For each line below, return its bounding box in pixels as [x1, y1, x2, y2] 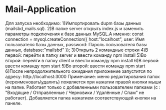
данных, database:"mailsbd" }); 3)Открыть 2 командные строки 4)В [5, 47, 148, 53]
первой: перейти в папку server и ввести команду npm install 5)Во [5, 52, 146, 58]
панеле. [5, 100, 22, 106]
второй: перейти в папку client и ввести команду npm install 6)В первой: [5, 57, 160, 63]
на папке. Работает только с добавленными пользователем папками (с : [5, 84, 160, 90]
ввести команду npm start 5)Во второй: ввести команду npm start [5, 63, 145, 69]
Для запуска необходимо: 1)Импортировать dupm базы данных [5, 20, 141, 26]
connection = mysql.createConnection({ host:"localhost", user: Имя [5, 36, 145, 42]
